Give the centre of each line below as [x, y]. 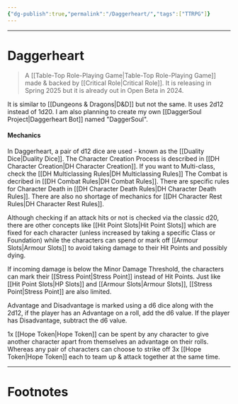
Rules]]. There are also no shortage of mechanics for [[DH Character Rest [115, 196]
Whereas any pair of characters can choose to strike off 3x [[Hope [104, 349]
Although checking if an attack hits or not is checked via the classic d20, [113, 218]
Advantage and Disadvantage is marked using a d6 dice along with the [110, 305]
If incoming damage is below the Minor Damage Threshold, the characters [116, 269]
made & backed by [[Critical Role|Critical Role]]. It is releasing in [118, 83]
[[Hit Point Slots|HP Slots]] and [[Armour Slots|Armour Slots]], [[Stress [110, 284]
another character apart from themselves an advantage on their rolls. [108, 342]
